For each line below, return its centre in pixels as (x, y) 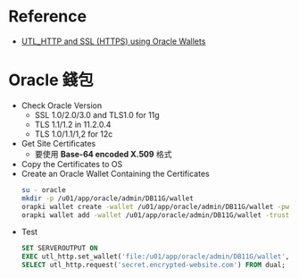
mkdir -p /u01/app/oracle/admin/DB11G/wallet (107, 198)
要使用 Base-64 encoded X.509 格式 (103, 154)
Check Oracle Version (62, 105)
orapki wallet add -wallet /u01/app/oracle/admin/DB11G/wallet (141, 215)
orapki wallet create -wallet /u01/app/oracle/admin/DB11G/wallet (147, 206)
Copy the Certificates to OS (72, 164)
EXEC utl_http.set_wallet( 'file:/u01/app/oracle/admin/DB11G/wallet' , (155, 257)
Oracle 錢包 (51, 80)
